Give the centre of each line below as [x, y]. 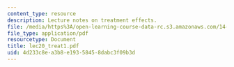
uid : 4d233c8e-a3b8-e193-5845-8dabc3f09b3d [71, 53]
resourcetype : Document [42, 40]
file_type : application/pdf [48, 33]
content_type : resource [42, 14]
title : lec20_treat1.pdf [43, 46]
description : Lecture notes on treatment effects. [82, 20]
